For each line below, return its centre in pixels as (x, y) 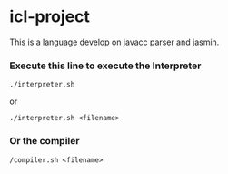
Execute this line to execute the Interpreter (105, 66)
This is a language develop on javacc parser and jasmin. (114, 42)
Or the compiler (45, 141)
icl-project (50, 17)
